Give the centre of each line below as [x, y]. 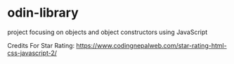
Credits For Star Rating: [41, 45]
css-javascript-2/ [32, 53]
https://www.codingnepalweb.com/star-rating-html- [151, 45]
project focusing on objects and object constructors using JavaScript [108, 32]
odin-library [43, 13]
